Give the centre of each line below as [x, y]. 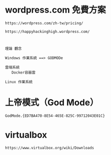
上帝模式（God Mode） [52, 103]
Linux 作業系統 [19, 82]
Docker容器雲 [24, 73]
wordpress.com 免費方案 [55, 10]
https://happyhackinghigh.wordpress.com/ [48, 31]
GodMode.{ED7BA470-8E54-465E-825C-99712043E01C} [55, 116]
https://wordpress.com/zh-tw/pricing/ [44, 23]
